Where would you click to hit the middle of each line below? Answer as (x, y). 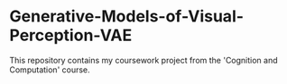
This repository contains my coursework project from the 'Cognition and (143, 60)
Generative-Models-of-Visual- (127, 17)
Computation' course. (50, 70)
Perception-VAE (71, 35)
